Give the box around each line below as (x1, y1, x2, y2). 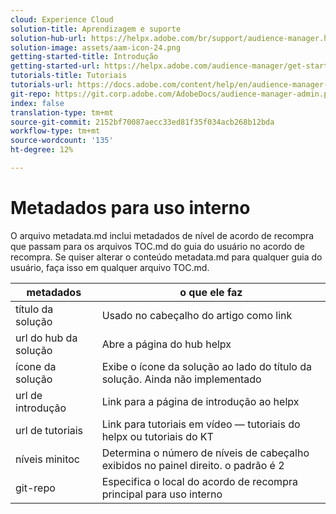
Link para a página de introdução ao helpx (101, 394, 300, 408)
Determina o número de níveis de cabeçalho (101, 446, 310, 460)
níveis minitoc (15, 452, 80, 466)
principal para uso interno (101, 487, 223, 501)
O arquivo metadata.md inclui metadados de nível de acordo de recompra (10, 229, 315, 241)
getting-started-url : (10, 61, 101, 71)
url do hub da (15, 331, 78, 345)
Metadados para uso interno (10, 197, 251, 220)
